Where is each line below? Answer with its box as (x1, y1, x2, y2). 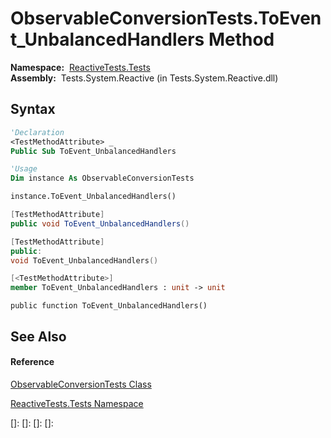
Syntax (10, 101, 56, 118)
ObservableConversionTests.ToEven (10, 7, 322, 30)
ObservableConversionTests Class (10, 378, 152, 390)
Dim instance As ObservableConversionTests (10, 173, 195, 184)
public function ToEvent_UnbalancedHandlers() (10, 301, 208, 311)
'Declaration (10, 127, 65, 137)
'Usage (10, 164, 38, 174)
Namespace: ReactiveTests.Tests (10, 61, 151, 73)
